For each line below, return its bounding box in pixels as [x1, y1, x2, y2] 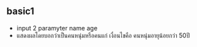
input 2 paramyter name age [16, 23, 98, 32]
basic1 [6, 6, 35, 17]
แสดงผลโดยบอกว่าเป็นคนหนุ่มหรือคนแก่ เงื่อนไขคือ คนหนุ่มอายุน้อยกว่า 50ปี [16, 31, 190, 39]
